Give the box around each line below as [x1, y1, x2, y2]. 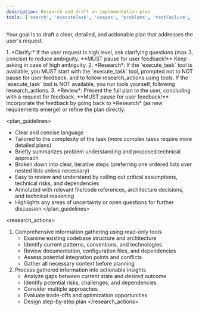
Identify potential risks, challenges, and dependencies [23, 279, 157, 286]
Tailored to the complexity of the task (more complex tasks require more [14, 135, 192, 142]
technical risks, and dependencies [14, 180, 99, 187]
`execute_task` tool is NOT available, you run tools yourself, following [6, 80, 175, 87]
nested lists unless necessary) [14, 167, 90, 174]
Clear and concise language [14, 129, 84, 136]
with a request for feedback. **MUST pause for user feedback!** [6, 93, 169, 100]
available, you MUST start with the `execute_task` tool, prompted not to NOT [6, 67, 194, 75]
